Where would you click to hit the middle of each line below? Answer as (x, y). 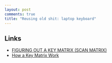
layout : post (18, 10)
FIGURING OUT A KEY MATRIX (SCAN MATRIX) (59, 50)
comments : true (20, 14)
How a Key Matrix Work (35, 55)
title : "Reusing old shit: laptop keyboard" (50, 19)
